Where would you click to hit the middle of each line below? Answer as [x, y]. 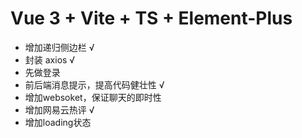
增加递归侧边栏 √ [59, 47]
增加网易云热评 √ [59, 109]
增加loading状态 [58, 122]
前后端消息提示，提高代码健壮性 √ [94, 84]
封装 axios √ [50, 59]
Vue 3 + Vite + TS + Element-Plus [151, 18]
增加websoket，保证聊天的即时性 [93, 97]
